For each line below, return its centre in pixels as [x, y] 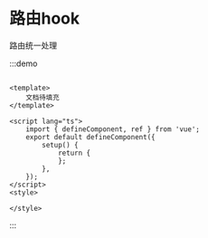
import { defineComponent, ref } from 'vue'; [113, 129]
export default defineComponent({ [90, 137]
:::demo [24, 63]
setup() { [60, 145]
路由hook [45, 19]
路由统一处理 [33, 45]
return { [74, 153]
